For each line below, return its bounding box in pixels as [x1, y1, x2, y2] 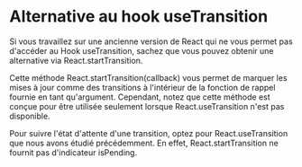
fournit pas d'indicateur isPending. [9, 146, 138, 158]
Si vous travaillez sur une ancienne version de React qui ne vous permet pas [9, 36, 293, 47]
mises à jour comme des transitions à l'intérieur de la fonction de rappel [9, 82, 276, 92]
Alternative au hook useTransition [9, 6, 269, 27]
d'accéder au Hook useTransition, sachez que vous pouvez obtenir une [9, 45, 274, 56]
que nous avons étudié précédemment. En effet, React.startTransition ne [9, 137, 279, 148]
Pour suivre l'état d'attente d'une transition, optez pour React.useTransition [9, 127, 288, 138]
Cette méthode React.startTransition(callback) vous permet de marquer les [9, 72, 288, 83]
